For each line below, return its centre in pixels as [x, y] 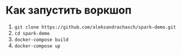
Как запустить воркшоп [68, 10]
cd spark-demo [32, 33]
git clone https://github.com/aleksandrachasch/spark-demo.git [95, 27]
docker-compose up [37, 46]
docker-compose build [41, 40]
